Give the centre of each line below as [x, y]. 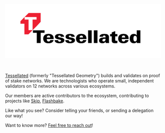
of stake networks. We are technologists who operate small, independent [80, 81]
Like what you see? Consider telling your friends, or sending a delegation [80, 110]
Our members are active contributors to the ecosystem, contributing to [77, 95]
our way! [14, 116]
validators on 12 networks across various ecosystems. [60, 86]
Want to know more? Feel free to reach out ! [49, 125]
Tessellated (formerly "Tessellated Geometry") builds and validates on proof [83, 75]
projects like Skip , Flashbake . [35, 101]
